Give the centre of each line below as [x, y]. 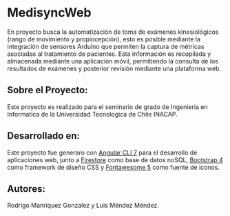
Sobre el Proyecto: [48, 90]
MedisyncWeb [49, 13]
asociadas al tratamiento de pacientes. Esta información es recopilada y [109, 54]
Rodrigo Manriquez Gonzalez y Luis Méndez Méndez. [83, 206]
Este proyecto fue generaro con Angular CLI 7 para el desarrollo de [102, 153]
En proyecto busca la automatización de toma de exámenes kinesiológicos [113, 32]
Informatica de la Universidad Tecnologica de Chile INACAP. [92, 114]
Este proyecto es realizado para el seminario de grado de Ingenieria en [107, 107]
